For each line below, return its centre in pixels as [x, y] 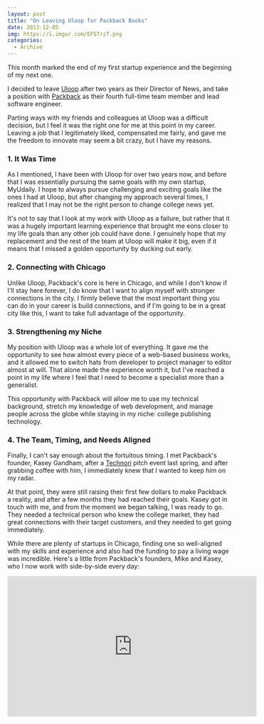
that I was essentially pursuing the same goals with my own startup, [107, 182]
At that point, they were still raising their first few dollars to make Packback [117, 492]
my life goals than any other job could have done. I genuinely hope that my [117, 234]
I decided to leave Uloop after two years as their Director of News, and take [118, 89]
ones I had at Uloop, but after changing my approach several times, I [108, 197]
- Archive [28, 47]
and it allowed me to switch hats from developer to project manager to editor [120, 362]
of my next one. [30, 75]
